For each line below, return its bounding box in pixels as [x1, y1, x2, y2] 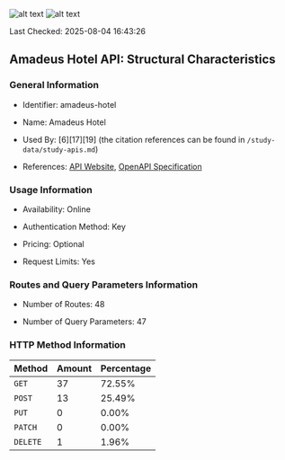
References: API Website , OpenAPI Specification [22, 161, 202, 172]
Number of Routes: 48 [22, 299, 105, 310]
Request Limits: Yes [22, 256, 96, 267]
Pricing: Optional [22, 238, 85, 249]
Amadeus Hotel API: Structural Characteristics [9, 52, 276, 67]
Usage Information [9, 183, 93, 196]
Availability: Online [22, 203, 92, 215]
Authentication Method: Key [22, 221, 126, 232]
